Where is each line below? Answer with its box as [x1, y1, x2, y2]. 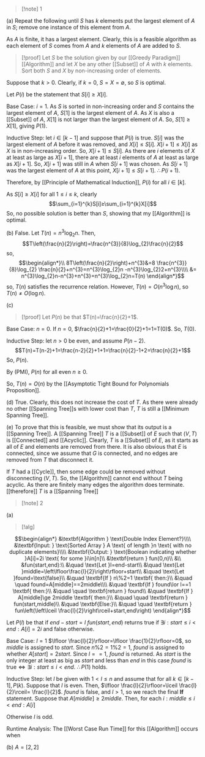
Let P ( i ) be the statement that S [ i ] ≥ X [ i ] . [6, 91, 108, 98]
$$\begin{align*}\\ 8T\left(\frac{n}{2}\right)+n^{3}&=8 [18, 259, 155, 266]
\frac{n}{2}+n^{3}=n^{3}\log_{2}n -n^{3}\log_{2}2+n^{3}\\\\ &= [38, 266, 197, 273]
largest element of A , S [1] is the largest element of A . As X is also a [6, 109, 174, 116]
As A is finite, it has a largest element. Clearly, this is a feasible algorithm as [6, 36, 197, 42]
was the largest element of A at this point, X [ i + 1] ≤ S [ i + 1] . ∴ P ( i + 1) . [6, 167, 181, 174]
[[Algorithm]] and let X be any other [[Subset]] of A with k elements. [21, 61, 193, 68]
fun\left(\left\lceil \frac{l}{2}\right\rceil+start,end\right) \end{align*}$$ [15, 607, 191, 615]
